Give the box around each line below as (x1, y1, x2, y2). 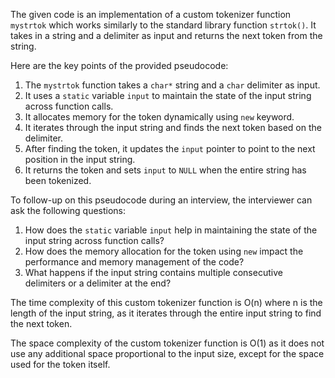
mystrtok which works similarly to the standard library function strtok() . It (10, 19, 317, 31)
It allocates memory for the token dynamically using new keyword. (24, 111, 295, 123)
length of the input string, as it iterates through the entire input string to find (10, 307, 322, 319)
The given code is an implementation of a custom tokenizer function (10, 9, 292, 20)
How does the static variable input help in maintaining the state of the (24, 224, 318, 236)
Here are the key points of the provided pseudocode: (10, 60, 229, 71)
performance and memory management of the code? (24, 256, 245, 268)
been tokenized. (24, 175, 92, 186)
